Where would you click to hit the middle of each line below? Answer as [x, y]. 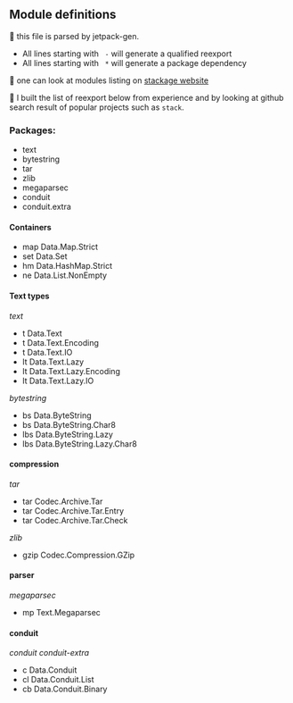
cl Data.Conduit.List [58, 680]
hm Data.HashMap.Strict [67, 266]
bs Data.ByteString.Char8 [69, 424]
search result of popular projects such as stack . [97, 107]
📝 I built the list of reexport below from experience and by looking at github [146, 97]
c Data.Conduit [49, 670]
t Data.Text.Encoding [61, 342]
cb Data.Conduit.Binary [65, 689]
